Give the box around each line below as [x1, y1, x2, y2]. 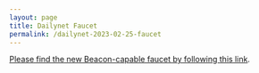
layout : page [9, 12, 58, 22]
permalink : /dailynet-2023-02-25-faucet [9, 29, 163, 38]
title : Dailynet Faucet [9, 21, 98, 30]
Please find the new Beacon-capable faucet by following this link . [9, 54, 250, 65]
